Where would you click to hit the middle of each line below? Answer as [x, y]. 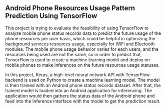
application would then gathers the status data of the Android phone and [80, 96]
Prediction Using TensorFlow [51, 16]
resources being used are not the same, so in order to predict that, [73, 54]
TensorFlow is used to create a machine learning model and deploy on [77, 60]
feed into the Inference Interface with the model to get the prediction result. [83, 101]
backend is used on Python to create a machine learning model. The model [82, 80]
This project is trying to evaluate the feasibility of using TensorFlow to [77, 28]
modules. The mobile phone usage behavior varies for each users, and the [82, 49]
